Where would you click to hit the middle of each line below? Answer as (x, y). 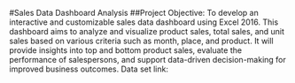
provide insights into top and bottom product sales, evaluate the (125, 50)
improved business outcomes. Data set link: (89, 69)
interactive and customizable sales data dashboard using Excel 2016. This (144, 22)
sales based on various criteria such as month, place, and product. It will (141, 41)
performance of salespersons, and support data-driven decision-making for (147, 60)
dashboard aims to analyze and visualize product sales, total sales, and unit (147, 31)
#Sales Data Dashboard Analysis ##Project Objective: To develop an (134, 13)
